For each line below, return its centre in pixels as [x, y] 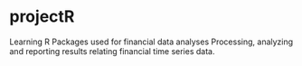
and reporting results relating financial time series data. [112, 51]
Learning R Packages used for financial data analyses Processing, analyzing [151, 42]
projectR [42, 17]
